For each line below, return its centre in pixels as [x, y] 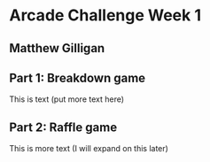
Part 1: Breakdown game [78, 77]
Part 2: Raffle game [63, 127]
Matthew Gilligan [57, 48]
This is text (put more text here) [67, 99]
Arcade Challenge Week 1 [105, 15]
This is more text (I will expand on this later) [89, 149]
